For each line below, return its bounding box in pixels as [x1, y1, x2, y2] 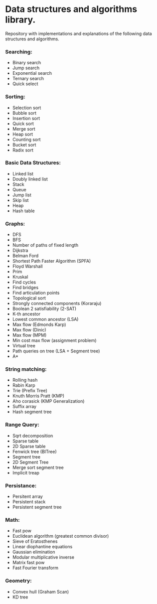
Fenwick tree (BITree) [12, 449, 57, 454]
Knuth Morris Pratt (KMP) [12, 393, 65, 399]
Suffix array [12, 404, 36, 410]
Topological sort [12, 295, 46, 301]
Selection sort [12, 105, 41, 111]
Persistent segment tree [12, 504, 62, 510]
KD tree [12, 594, 28, 600]
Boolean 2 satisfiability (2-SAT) [12, 305, 77, 312]
